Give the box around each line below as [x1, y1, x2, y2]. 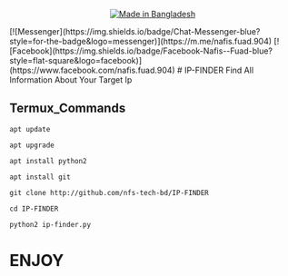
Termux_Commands [9, 101, 126, 116]
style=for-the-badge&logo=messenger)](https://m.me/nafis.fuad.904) [9, 36, 273, 46]
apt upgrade [9, 141, 55, 150]
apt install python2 [9, 156, 88, 165]
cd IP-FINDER [9, 204, 59, 213]
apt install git [9, 172, 71, 182]
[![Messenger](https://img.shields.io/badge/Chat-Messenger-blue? [9, 26, 261, 36]
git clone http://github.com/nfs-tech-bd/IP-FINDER [9, 188, 209, 197]
